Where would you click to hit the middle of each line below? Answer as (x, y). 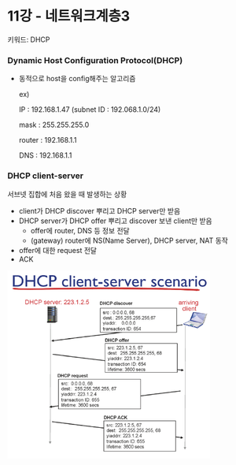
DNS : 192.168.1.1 (45, 155)
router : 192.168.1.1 (48, 140)
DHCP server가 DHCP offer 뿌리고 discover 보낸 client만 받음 (116, 221)
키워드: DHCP (29, 39)
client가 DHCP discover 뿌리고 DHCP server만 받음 (100, 210)
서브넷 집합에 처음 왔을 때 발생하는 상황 (67, 194)
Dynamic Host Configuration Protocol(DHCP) (95, 60)
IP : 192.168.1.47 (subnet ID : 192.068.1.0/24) (90, 110)
